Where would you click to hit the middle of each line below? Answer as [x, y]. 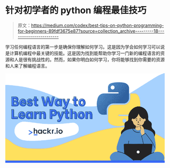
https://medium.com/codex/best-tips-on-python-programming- [98, 25]
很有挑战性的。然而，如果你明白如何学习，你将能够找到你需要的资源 [94, 59]
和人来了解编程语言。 [27, 66]
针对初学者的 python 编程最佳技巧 [76, 10]
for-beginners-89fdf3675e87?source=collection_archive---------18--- [91, 31]
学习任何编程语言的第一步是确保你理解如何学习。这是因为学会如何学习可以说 [85, 47]
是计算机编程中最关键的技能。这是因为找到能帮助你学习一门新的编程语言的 [83, 53]
